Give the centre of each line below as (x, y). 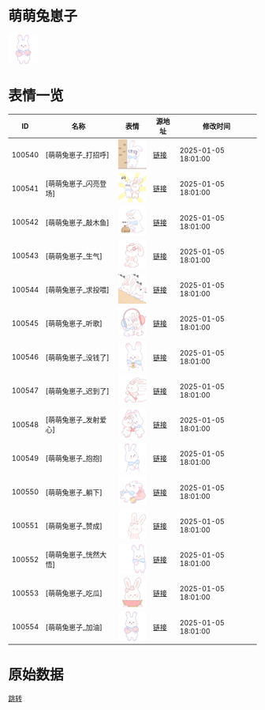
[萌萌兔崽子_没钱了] (77, 357)
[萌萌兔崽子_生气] (74, 256)
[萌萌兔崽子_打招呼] (77, 155)
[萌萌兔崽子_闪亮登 (76, 183)
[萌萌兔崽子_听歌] (74, 323)
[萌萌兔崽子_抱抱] (74, 459)
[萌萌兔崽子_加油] (74, 627)
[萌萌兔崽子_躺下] (74, 492)
